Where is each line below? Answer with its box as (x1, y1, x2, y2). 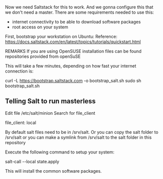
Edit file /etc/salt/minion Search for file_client (5, 110, 96, 116)
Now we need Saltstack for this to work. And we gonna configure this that (5, 4, 154, 10)
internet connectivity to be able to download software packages (12, 19, 141, 25)
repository (5, 139, 26, 145)
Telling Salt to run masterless (5, 97, 96, 105)
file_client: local (5, 120, 37, 126)
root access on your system (12, 24, 68, 30)
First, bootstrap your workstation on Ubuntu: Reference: (5, 34, 118, 39)
